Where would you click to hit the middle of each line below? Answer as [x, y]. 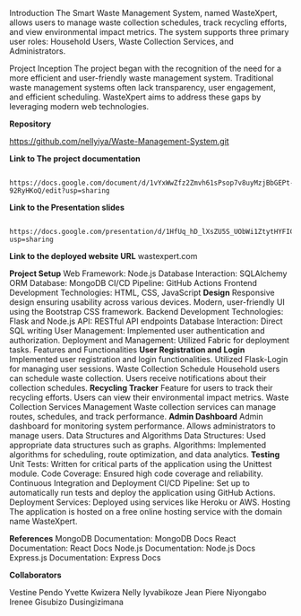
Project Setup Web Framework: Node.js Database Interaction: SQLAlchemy [148, 273]
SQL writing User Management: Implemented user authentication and [138, 330]
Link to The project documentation [75, 159]
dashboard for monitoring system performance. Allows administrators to [142, 426]
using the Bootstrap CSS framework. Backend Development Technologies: [146, 312]
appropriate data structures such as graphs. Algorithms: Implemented [138, 445]
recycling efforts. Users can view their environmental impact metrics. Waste [149, 397]
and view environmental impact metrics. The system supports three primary [149, 32]
